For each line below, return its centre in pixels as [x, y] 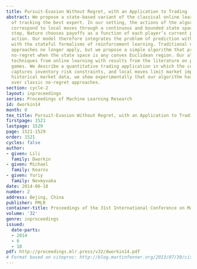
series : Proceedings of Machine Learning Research [69, 99]
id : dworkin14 [23, 104]
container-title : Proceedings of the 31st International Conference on [95, 208]
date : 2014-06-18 [27, 186]
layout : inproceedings [34, 93]
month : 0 [17, 110]
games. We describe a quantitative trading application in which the [98, 66]
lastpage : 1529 [25, 126]
